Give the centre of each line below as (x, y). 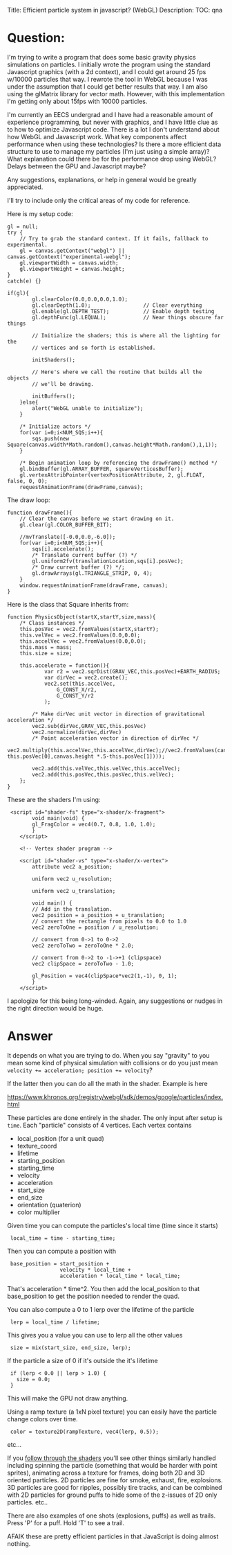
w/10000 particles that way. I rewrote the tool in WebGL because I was (108, 79)
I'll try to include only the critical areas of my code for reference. (99, 200)
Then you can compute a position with (61, 1251)
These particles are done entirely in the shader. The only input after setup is (115, 1117)
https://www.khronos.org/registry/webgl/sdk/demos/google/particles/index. (115, 1096)
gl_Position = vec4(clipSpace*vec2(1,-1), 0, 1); (105, 976)
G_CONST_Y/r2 (75, 695)
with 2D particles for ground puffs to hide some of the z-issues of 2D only (112, 1495)
